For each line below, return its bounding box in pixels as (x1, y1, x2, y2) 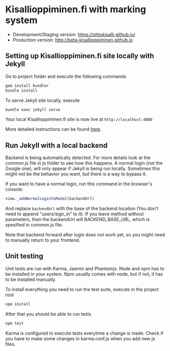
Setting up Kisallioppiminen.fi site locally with (5, 52, 154, 60)
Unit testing (5, 252, 43, 260)
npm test (5, 321, 24, 326)
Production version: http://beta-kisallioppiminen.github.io (12, 37, 133, 43)
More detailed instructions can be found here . (5, 126, 102, 133)
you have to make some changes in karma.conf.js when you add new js (5, 335, 156, 341)
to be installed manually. (5, 276, 57, 282)
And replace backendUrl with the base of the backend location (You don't (5, 206, 159, 212)
